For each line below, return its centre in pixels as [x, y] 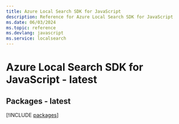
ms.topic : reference [31, 28]
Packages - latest [38, 101]
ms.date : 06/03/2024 [31, 22]
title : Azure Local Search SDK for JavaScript [64, 11]
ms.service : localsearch [36, 38]
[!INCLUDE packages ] [32, 115]
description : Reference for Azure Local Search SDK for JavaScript [90, 17]
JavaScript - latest [52, 80]
